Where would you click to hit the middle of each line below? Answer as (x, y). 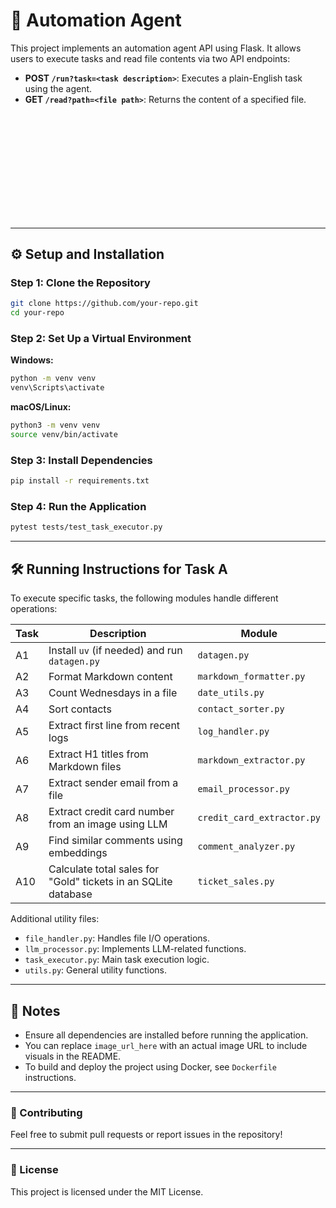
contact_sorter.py (241, 709)
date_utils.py (231, 693)
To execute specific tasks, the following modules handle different (144, 598)
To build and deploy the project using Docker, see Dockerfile (151, 1066)
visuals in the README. (73, 1056)
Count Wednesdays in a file (113, 693)
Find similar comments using (115, 841)
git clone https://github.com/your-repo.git (104, 304)
